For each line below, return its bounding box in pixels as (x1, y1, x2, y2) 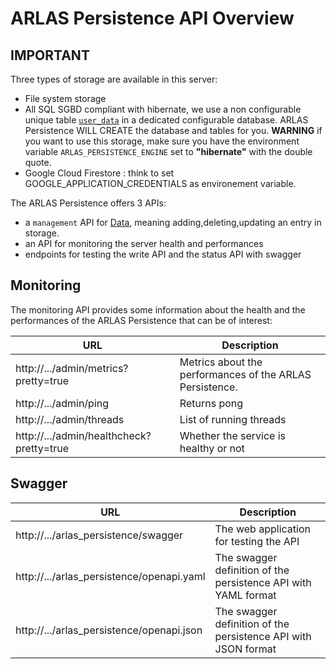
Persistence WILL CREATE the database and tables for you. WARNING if (24, 125, 323, 136)
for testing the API (214, 534, 300, 548)
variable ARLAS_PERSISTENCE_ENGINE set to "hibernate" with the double (24, 146, 313, 157)
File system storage (24, 93, 107, 104)
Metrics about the (179, 355, 263, 369)
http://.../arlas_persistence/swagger (15, 528, 184, 542)
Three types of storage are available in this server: (10, 73, 218, 85)
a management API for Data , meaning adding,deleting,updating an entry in (24, 217, 322, 228)
